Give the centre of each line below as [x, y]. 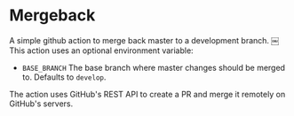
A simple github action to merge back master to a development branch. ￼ [144, 40]
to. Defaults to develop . [64, 77]
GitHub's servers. [41, 104]
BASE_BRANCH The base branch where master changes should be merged [154, 67]
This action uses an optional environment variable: [101, 50]
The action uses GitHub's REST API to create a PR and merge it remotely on [147, 94]
